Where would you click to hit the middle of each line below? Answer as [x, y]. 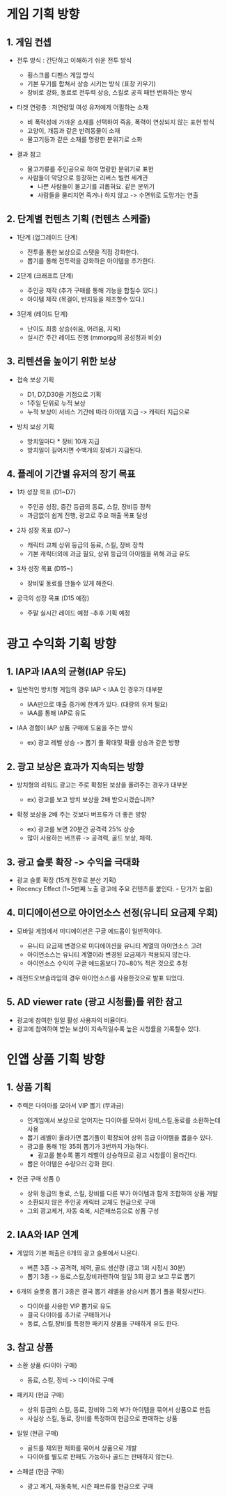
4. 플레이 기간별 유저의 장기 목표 [71, 474]
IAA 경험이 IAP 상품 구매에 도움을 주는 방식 [75, 728]
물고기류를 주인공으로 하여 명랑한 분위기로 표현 [90, 169]
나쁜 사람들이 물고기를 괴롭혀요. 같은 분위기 [96, 186]
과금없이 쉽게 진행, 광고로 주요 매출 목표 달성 [87, 515]
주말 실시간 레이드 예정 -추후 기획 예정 [78, 613]
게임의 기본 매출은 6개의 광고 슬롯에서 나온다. [78, 1253]
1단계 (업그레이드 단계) [47, 237]
